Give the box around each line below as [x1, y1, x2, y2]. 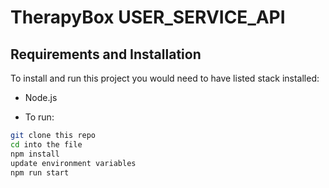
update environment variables [10, 158, 137, 168]
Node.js [24, 92, 58, 103]
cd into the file [10, 139, 83, 150]
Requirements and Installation [10, 46, 202, 63]
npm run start [10, 167, 70, 178]
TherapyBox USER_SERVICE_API [10, 6, 286, 29]
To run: [24, 111, 55, 123]
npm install [10, 149, 60, 159]
